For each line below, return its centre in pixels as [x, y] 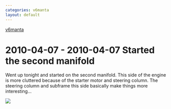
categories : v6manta [27, 10]
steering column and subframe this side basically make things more [77, 86]
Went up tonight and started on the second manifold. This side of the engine [86, 75]
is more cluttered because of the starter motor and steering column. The [82, 80]
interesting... [18, 91]
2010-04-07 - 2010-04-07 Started [80, 50]
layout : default [23, 15]
